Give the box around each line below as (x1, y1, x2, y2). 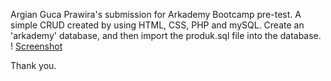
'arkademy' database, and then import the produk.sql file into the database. (10, 30, 322, 41)
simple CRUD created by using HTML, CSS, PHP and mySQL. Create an (10, 19, 305, 31)
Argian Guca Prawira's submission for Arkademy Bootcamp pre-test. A (10, 9, 302, 20)
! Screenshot (10, 40, 63, 52)
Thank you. (10, 60, 57, 71)
